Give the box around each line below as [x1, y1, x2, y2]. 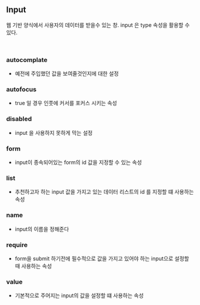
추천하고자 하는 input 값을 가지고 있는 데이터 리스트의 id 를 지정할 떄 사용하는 [14, 188, 194, 196]
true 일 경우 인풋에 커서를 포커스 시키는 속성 [14, 100, 118, 107]
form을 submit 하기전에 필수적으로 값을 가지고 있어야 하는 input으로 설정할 [14, 255, 189, 262]
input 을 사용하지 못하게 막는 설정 [14, 129, 93, 136]
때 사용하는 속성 [14, 262, 52, 269]
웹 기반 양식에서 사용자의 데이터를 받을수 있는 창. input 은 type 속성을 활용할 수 [6, 21, 190, 29]
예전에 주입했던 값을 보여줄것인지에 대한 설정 [14, 70, 119, 77]
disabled [6, 115, 32, 123]
